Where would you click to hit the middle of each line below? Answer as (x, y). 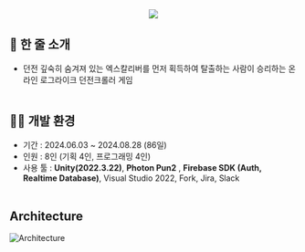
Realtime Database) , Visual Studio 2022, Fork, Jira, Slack (131, 178)
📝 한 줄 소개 (40, 45)
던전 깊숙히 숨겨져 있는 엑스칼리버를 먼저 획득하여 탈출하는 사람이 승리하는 (154, 68)
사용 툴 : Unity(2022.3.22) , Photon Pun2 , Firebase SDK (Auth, (142, 167)
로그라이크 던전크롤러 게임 (86, 79)
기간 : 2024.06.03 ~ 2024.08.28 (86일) (95, 144)
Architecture (47, 217)
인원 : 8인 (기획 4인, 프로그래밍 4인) (87, 156)
